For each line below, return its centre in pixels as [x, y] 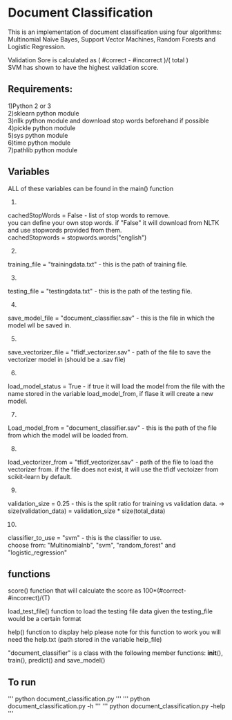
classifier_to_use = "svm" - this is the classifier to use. [85, 537]
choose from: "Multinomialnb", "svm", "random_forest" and [92, 545]
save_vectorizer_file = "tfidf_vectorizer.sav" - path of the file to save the [109, 352]
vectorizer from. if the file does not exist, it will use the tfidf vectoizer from [113, 469]
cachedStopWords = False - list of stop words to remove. [89, 215]
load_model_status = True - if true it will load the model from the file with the [116, 386]
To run [22, 682]
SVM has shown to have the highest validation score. [83, 67]
